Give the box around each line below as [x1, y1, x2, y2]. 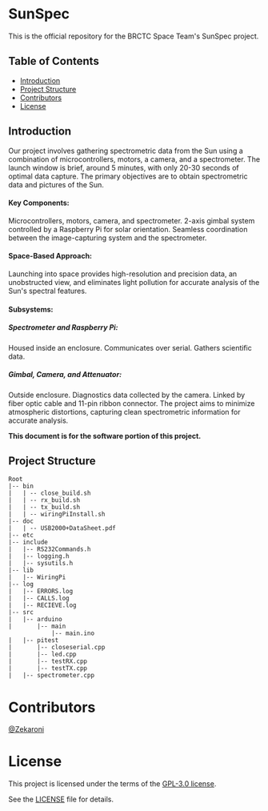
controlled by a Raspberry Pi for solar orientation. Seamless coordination [8, 224, 248, 234]
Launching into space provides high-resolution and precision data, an [8, 269, 238, 279]
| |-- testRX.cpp [8, 657, 88, 665]
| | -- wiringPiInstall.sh [8, 510, 106, 519]
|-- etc [8, 532, 34, 540]
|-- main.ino [50, 629, 94, 637]
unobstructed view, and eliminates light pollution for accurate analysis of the [8, 277, 260, 287]
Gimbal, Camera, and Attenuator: [8, 370, 122, 379]
